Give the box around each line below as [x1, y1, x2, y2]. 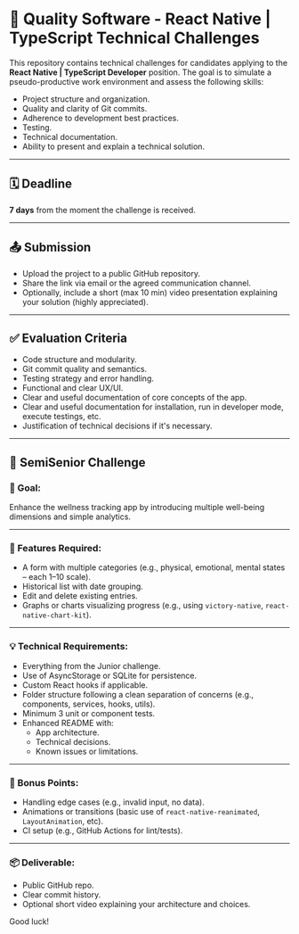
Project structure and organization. [21, 94, 150, 104]
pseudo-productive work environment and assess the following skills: [9, 76, 264, 87]
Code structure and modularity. [21, 354, 137, 365]
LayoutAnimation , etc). [21, 815, 104, 826]
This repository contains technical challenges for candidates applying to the [9, 57, 287, 68]
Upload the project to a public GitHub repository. [21, 268, 200, 278]
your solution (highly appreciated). [21, 296, 149, 307]
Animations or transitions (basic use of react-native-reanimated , [21, 806, 260, 816]
